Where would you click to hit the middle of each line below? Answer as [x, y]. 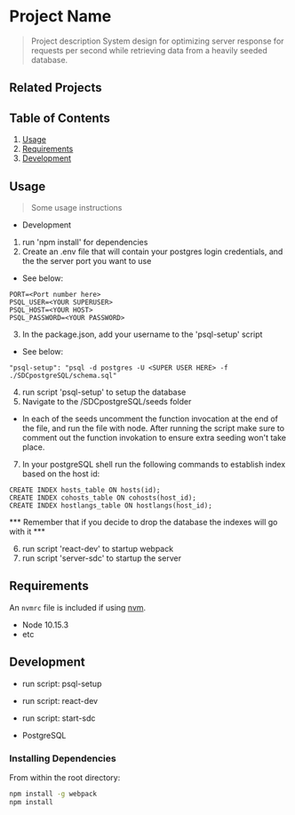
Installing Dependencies [63, 758]
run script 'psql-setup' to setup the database [104, 392]
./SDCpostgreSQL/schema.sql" [63, 375]
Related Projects [56, 88]
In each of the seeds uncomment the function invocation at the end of [150, 419]
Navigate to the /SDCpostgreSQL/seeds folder [107, 401]
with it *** [28, 531]
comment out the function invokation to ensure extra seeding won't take [154, 437]
